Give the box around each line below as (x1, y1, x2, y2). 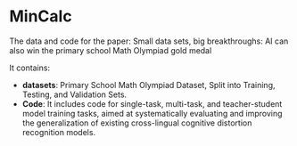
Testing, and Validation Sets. (21, 89, 128, 100)
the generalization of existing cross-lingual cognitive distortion (21, 118, 252, 128)
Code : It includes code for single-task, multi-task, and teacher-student (21, 98, 283, 109)
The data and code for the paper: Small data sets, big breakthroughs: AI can (9, 36, 289, 46)
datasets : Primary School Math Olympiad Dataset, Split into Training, (21, 79, 276, 90)
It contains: (9, 62, 51, 73)
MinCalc (9, 6, 73, 27)
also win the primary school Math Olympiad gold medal (9, 45, 212, 55)
